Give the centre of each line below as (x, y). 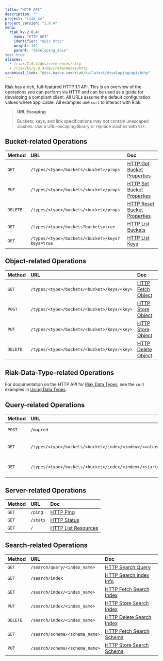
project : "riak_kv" (25, 18)
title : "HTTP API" (24, 9)
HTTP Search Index (127, 575)
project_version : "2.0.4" (31, 23)
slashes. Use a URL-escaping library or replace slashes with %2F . (81, 126)
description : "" (21, 14)
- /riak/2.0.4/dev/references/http (45, 64)
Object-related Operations (46, 261)
